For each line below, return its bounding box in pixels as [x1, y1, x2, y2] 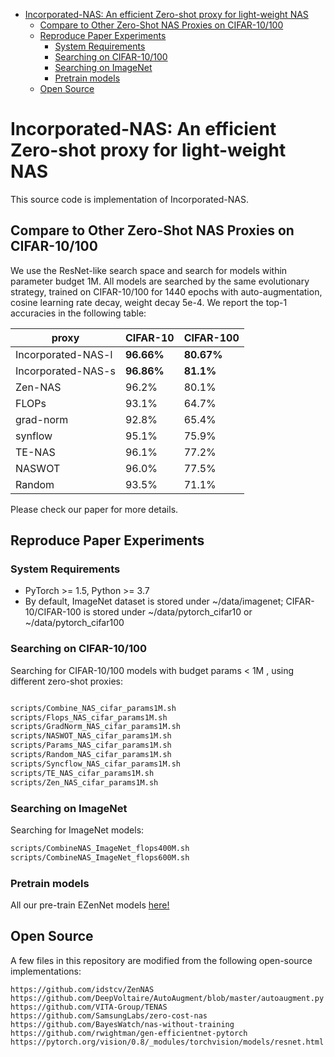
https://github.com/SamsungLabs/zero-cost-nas [10, 1010, 208, 1021]
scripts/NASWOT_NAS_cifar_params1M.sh [10, 731, 172, 741]
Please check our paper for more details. [10, 503, 179, 515]
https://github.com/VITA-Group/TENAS [10, 1002, 168, 1012]
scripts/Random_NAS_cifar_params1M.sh [10, 750, 172, 760]
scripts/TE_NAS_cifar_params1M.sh [10, 768, 155, 778]
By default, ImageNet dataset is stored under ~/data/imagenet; [24, 595, 284, 608]
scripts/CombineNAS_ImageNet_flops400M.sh [10, 843, 190, 853]
